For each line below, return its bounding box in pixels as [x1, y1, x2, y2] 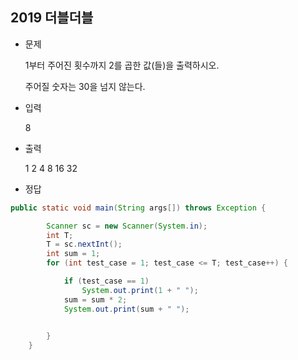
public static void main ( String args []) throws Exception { [10, 203, 267, 213]
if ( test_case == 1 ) [63, 276, 150, 287]
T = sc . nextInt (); [46, 239, 123, 250]
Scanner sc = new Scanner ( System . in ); [46, 221, 208, 231]
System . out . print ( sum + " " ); [63, 304, 190, 314]
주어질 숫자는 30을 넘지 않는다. [24, 80, 146, 92]
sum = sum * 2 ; [63, 294, 128, 305]
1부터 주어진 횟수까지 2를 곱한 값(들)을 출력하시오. [24, 59, 220, 71]
